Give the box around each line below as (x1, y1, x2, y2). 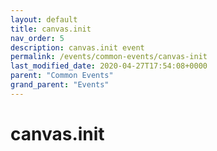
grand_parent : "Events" (10, 80, 110, 90)
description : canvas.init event (10, 42, 145, 53)
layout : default (10, 14, 78, 25)
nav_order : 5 (10, 33, 65, 43)
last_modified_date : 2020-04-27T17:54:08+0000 (10, 61, 208, 71)
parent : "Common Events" (10, 71, 114, 81)
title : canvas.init (10, 24, 92, 34)
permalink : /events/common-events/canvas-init (10, 52, 208, 62)
